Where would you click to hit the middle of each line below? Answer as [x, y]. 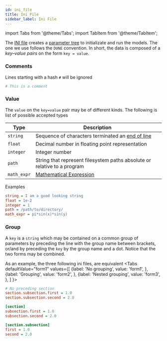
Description [97, 127]
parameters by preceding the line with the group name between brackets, [81, 243]
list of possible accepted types [37, 115]
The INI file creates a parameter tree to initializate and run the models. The [81, 43]
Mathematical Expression [65, 174]
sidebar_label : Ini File [31, 19]
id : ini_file [19, 10]
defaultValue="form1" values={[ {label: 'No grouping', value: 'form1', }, [77, 269]
